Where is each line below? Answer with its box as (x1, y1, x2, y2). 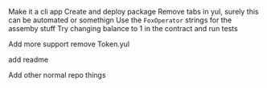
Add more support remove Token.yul (8, 39, 130, 49)
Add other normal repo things (8, 70, 106, 79)
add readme (8, 55, 49, 64)
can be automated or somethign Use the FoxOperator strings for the (8, 15, 232, 25)
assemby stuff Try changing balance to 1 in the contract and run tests (8, 24, 239, 33)
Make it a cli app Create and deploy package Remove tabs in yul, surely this (8, 7, 259, 16)
